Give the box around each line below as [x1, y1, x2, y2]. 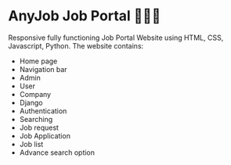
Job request [19, 123, 59, 132]
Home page [19, 56, 58, 66]
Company [19, 89, 52, 99]
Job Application [19, 131, 70, 140]
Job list [19, 139, 44, 149]
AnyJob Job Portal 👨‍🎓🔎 [8, 7, 161, 25]
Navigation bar [19, 64, 68, 74]
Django [19, 98, 43, 107]
